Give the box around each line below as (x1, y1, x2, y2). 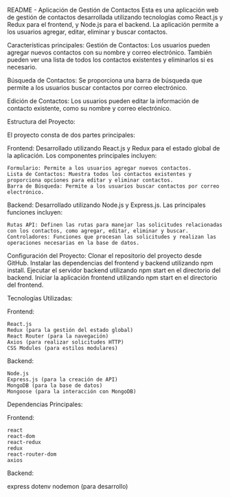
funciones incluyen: (7, 208, 63, 216)
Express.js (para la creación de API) (7, 376, 118, 383)
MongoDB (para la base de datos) (7, 382, 103, 389)
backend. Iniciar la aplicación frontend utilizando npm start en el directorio (7, 274, 218, 281)
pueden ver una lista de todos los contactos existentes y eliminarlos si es (7, 56, 214, 64)
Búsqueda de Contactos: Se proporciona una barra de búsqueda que (7, 76, 203, 85)
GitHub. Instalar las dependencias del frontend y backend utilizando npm (7, 259, 214, 267)
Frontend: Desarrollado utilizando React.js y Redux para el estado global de (7, 144, 220, 152)
